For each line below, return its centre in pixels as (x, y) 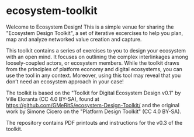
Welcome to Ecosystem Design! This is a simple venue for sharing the (90, 27)
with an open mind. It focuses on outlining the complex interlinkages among (97, 57)
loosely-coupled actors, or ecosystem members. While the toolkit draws (93, 63)
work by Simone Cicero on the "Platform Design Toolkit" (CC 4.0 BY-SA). (94, 111)
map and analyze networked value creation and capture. (74, 39)
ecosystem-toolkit (52, 11)
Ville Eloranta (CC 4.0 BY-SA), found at (53, 99)
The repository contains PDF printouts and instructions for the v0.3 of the (94, 122)
